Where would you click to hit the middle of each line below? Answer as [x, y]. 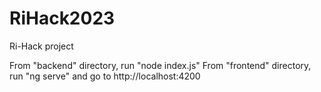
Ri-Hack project [41, 46]
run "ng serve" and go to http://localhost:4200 [105, 76]
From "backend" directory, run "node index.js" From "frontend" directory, [160, 65]
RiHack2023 [62, 18]
